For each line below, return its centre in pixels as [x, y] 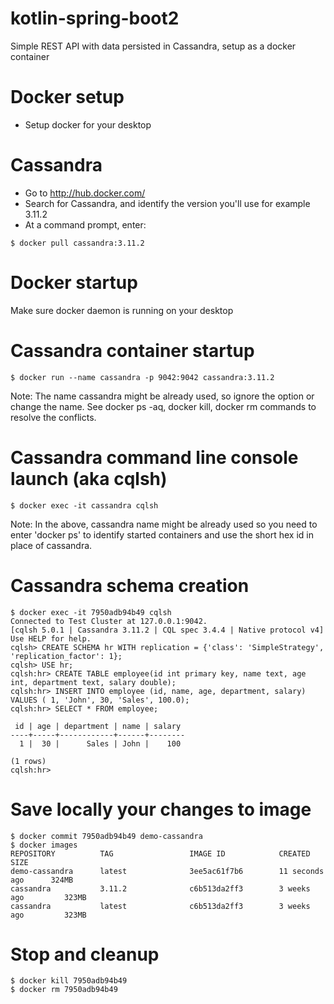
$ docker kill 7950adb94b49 [69, 981]
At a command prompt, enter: [85, 224]
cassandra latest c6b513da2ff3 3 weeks [160, 906]
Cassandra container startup [132, 350]
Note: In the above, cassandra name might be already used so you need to [164, 524]
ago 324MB [42, 880]
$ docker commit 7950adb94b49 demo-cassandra [106, 836]
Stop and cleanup [85, 954]
